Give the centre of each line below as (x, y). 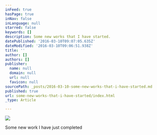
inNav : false (18, 19)
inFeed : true (18, 10)
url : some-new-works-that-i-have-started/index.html (60, 96)
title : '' (15, 50)
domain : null (23, 73)
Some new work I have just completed (44, 128)
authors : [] (17, 59)
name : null (21, 69)
